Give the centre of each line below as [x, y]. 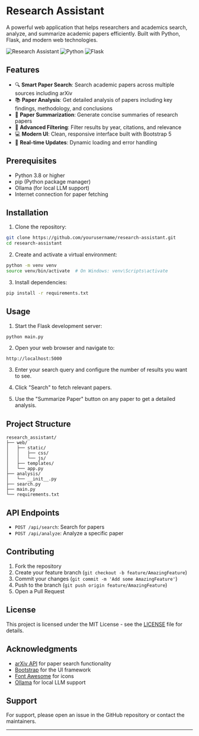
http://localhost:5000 [34, 359]
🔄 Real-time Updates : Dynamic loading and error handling [86, 142]
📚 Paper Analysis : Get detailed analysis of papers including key [94, 99]
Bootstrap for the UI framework [53, 670]
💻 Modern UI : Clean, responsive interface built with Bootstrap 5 [93, 134]
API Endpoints [33, 512]
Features [23, 70]
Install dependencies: [41, 282]
